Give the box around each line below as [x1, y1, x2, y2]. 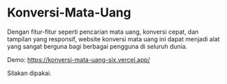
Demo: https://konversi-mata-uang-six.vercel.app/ [7, 55, 150, 63]
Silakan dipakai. [7, 69, 52, 77]
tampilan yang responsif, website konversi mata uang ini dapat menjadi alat [7, 34, 220, 43]
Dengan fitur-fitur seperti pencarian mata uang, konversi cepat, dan [7, 28, 199, 36]
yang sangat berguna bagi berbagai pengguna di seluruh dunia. [7, 42, 188, 50]
